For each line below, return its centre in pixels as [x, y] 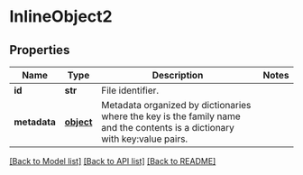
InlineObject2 [61, 17]
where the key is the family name [171, 116]
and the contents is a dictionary [168, 128]
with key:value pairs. [145, 139]
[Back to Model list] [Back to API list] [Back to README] [113, 161]
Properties [40, 50]
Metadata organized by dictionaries [176, 105]
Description [178, 75]
